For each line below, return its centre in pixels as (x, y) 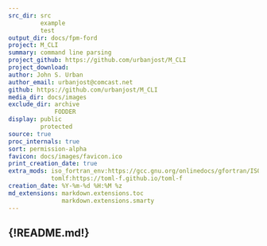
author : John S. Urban (46, 75)
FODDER (66, 112)
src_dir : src (30, 16)
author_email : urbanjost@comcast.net (71, 82)
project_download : (39, 68)
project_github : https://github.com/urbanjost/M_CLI (97, 61)
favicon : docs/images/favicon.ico (66, 156)
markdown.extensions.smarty (108, 201)
